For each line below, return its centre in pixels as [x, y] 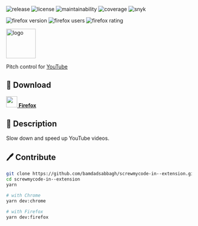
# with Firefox [25, 212]
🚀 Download [29, 85]
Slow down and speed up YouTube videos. [58, 138]
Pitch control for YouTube [37, 67]
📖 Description [32, 124]
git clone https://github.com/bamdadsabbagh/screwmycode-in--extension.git [101, 174]
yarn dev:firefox [27, 217]
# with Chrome [24, 196]
